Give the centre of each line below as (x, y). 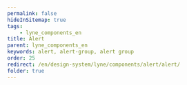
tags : (15, 26)
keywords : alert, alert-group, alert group (71, 52)
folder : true (26, 71)
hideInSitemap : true (37, 20)
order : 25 (21, 58)
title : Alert (26, 39)
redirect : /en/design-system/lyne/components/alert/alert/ (94, 64)
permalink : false (32, 13)
